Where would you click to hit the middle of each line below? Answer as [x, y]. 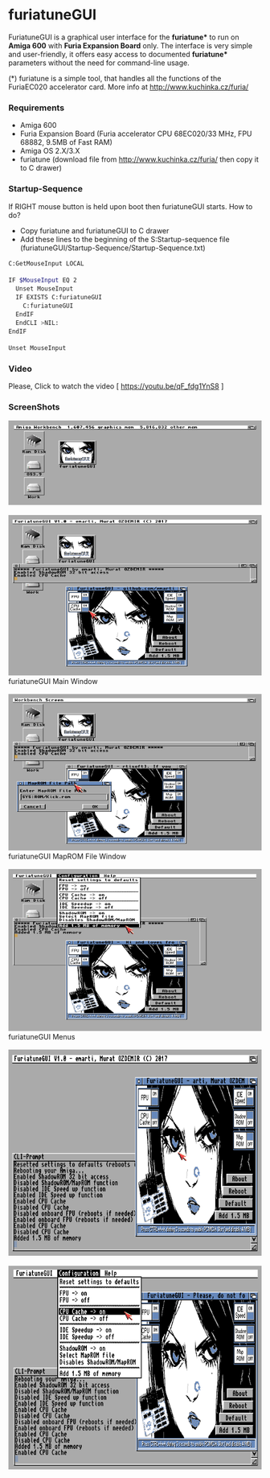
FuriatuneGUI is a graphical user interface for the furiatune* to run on [124, 37]
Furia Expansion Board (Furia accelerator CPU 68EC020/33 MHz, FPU [136, 134]
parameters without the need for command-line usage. [99, 63]
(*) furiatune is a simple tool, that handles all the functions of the [115, 78]
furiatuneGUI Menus [42, 1036]
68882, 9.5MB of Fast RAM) [66, 142]
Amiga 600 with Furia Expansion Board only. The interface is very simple [131, 45]
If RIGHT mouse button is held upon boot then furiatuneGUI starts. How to [131, 206]
